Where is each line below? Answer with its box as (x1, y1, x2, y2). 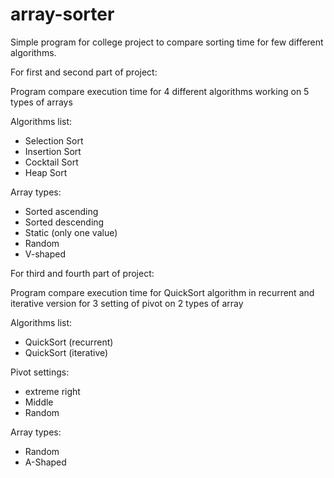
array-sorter (10, 3, 115, 26)
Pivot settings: (10, 366, 70, 378)
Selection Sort (24, 134, 84, 147)
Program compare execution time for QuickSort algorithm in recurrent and (10, 286, 315, 298)
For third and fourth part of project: (10, 267, 155, 279)
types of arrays (10, 96, 73, 108)
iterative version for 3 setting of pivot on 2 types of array (10, 297, 244, 309)
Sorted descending (24, 216, 105, 228)
